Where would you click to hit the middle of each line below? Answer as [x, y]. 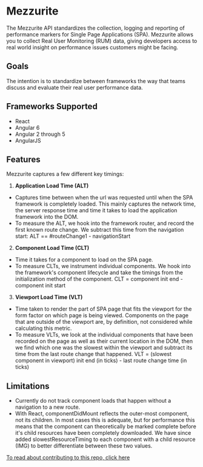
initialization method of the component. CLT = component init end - [99, 279]
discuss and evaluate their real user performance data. [75, 87]
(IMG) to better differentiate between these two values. [84, 446]
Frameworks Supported [52, 106]
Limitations [28, 386]
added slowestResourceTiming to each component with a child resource [105, 439]
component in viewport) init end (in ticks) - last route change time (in [101, 361]
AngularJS [28, 140]
